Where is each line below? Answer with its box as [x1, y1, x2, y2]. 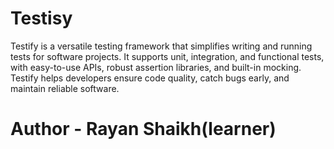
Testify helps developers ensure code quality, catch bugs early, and [10, 72, 290, 84]
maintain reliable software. [10, 82, 120, 94]
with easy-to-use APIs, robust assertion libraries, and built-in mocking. [10, 61, 302, 73]
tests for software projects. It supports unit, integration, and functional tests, [10, 50, 325, 62]
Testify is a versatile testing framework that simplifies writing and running [10, 40, 313, 52]
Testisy [10, 7, 73, 30]
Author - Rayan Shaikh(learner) [10, 118, 277, 141]
